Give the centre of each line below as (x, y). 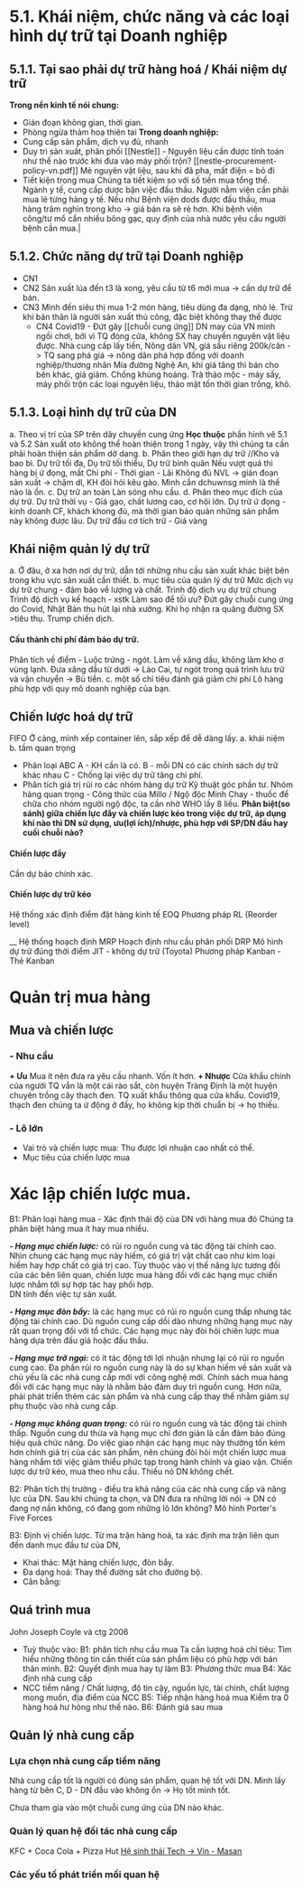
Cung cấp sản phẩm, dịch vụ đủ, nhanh (96, 141)
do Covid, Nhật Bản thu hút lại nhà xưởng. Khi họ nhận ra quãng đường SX (146, 609)
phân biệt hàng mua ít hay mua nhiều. (79, 1228)
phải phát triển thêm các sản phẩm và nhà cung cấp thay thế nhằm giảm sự (150, 1396)
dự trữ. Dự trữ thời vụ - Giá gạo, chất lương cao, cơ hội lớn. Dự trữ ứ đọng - (148, 501)
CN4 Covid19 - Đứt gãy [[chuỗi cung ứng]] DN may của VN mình (156, 326)
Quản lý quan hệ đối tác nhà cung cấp (93, 1831)
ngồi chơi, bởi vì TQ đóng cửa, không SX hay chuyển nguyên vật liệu (163, 335)
